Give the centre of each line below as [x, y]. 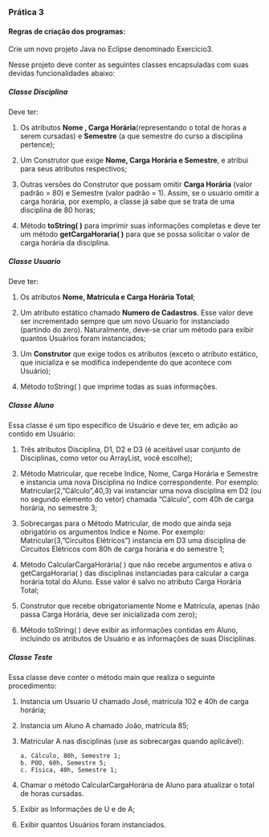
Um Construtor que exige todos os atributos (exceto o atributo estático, [139, 354]
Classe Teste [31, 657]
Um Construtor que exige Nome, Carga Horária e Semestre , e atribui [134, 160]
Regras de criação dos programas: [67, 31]
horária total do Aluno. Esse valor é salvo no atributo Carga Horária [130, 582]
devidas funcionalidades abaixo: [61, 73]
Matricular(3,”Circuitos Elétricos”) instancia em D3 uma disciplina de [133, 541]
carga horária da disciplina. [65, 243]
